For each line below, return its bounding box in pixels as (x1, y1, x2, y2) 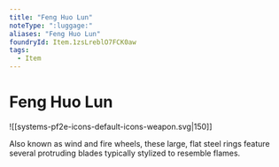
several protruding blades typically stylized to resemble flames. (9, 148, 241, 158)
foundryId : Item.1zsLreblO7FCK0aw (9, 37, 137, 47)
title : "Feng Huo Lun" (9, 12, 93, 22)
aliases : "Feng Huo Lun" (9, 29, 101, 38)
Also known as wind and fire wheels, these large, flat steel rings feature (9, 138, 270, 148)
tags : (9, 46, 29, 55)
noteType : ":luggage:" (9, 21, 93, 30)
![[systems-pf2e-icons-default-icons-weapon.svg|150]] (9, 121, 213, 132)
